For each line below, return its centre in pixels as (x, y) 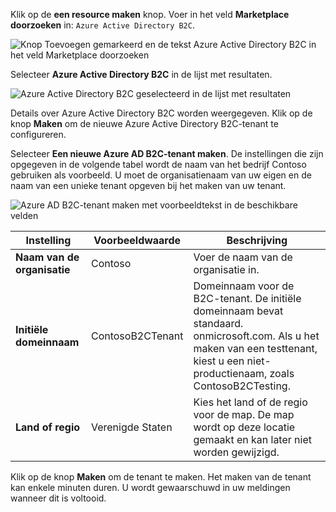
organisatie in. (226, 269)
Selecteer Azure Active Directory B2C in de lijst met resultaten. (141, 74)
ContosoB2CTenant (137, 336)
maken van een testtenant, (255, 348)
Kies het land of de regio (250, 402)
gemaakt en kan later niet (252, 439)
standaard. (218, 323)
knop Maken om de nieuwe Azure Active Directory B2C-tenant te (144, 123)
